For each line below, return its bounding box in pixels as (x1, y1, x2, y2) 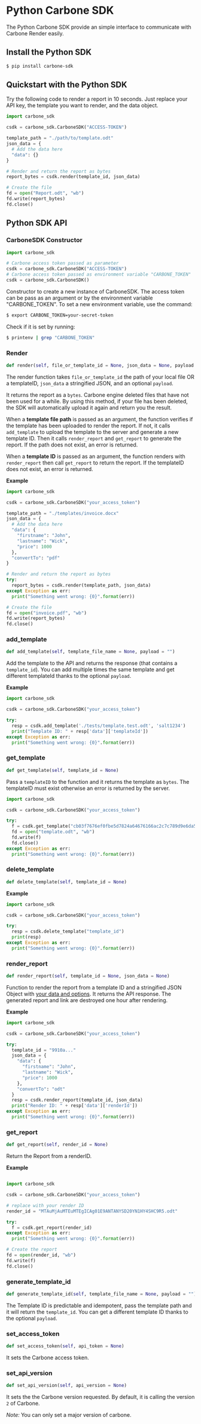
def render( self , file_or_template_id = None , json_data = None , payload (6, 362, 194, 369)
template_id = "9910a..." (11, 1047, 77, 1053)
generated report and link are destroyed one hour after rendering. (6, 996, 168, 1004)
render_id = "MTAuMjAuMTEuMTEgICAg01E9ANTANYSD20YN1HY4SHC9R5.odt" (6, 1208, 178, 1214)
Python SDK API (6, 218, 68, 228)
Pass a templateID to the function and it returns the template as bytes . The (6, 778, 190, 785)
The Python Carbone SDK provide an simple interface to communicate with (6, 23, 191, 31)
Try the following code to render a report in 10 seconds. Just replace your (6, 95, 188, 102)
